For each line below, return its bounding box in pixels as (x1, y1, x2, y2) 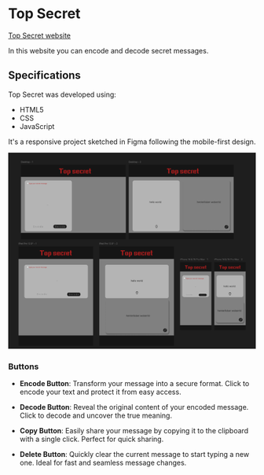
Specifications (8, 68, 81, 83)
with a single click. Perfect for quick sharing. (19, 434, 164, 444)
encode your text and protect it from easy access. (19, 387, 182, 397)
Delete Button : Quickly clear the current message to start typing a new (19, 450, 250, 459)
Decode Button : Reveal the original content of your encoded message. (19, 403, 249, 412)
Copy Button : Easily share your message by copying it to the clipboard (19, 426, 249, 436)
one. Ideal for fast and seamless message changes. (19, 458, 187, 468)
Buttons (8, 361, 39, 372)
